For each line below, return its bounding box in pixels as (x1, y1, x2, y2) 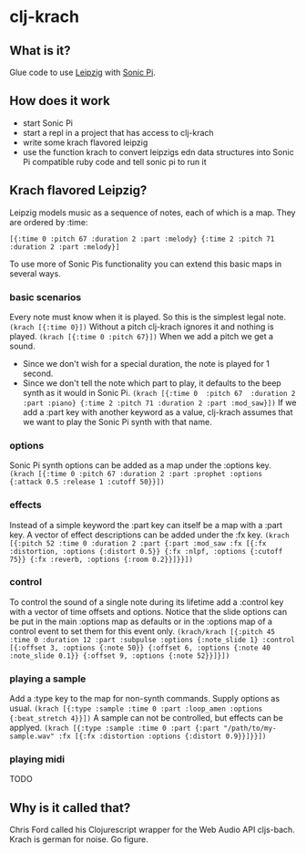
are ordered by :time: (9, 216, 88, 227)
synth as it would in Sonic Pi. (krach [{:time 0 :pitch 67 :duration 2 (22, 387, 296, 398)
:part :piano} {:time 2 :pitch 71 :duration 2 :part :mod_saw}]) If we (22, 397, 297, 408)
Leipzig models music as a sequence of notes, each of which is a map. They (9, 207, 296, 218)
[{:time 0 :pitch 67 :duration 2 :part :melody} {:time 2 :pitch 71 (9, 234, 275, 244)
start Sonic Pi (22, 117, 74, 129)
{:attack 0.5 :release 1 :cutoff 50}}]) (9, 477, 166, 487)
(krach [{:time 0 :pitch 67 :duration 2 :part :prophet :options (9, 470, 262, 479)
